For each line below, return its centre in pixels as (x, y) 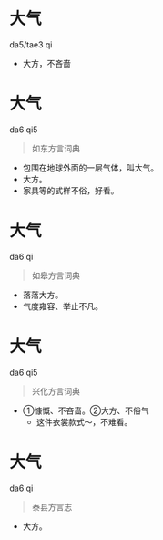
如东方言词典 (56, 148)
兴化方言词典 (56, 391)
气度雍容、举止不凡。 (62, 306)
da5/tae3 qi (31, 44)
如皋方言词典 (56, 275)
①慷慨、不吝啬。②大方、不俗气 (86, 410)
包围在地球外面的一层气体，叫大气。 (91, 167)
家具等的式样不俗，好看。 (71, 190)
